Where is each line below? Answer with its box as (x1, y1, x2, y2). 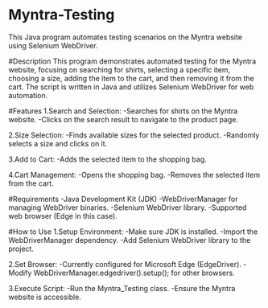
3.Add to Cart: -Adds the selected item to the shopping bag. (8, 154, 207, 164)
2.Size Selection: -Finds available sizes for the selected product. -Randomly (8, 130, 260, 140)
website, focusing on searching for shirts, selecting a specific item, (8, 64, 231, 74)
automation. (8, 90, 48, 100)
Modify (8, 268, 32, 277)
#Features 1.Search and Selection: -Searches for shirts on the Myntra (8, 106, 238, 116)
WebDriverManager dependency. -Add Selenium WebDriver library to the (8, 235, 251, 244)
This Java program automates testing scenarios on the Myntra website (8, 32, 243, 42)
